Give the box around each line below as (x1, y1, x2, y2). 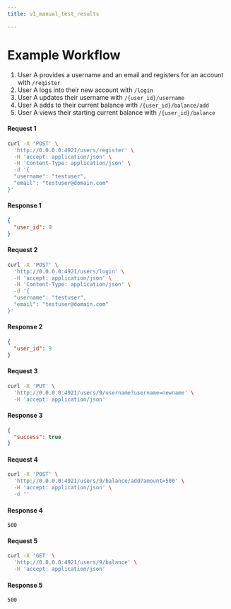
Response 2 (7, 323, 43, 331)
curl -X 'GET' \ (7, 552, 55, 559)
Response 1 (7, 201, 42, 210)
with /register (17, 78, 61, 86)
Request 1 (7, 125, 37, 133)
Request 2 (7, 246, 38, 254)
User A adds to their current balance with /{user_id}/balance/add (17, 101, 210, 109)
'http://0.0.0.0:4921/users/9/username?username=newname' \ (13, 389, 194, 397)
